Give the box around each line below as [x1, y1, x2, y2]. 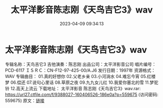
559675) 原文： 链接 [5, 97, 45, 103]
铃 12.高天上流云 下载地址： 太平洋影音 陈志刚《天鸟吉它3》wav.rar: [5, 85, 141, 91]
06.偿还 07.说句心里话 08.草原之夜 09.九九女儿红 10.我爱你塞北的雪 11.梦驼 [10, 79, 159, 85]
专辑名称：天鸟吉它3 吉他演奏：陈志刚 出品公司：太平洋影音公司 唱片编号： [5, 61, 157, 67]
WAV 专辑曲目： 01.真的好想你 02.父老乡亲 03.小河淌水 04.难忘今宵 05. [5, 73, 147, 79]
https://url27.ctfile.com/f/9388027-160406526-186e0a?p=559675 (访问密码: [5, 92, 159, 97]
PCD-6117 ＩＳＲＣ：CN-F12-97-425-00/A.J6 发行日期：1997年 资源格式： [5, 67, 156, 73]
